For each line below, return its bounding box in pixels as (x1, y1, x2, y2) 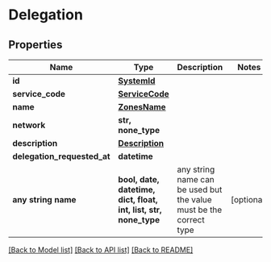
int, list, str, (118, 204, 163, 215)
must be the (177, 204, 223, 215)
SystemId (118, 75, 156, 86)
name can (177, 174, 215, 185)
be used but (177, 184, 223, 195)
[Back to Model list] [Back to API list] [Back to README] (8, 245, 194, 255)
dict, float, (118, 194, 158, 205)
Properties (8, 38, 63, 52)
